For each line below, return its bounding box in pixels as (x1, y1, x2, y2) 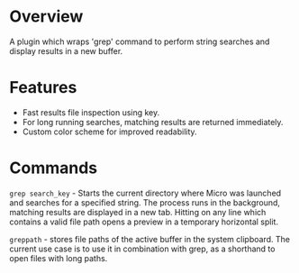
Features (9, 77, 77, 98)
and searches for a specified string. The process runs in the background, (9, 196, 281, 208)
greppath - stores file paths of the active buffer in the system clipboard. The (9, 233, 291, 244)
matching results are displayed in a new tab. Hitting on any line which (9, 206, 267, 217)
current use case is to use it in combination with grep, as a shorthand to (9, 243, 276, 254)
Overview (9, 6, 84, 27)
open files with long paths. (9, 252, 108, 263)
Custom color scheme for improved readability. (22, 126, 197, 137)
